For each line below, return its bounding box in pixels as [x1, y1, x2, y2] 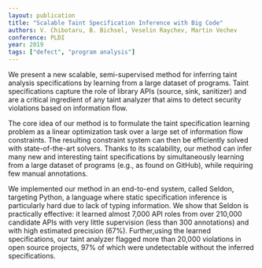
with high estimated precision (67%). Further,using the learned [8, 226, 211, 235]
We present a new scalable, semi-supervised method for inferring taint [8, 70, 238, 79]
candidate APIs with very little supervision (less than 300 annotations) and [8, 218, 249, 227]
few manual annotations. [8, 169, 88, 178]
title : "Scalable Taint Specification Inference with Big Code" [8, 19, 223, 27]
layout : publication [8, 11, 76, 20]
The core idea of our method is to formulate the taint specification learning [8, 119, 250, 128]
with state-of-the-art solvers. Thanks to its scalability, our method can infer [8, 143, 253, 153]
